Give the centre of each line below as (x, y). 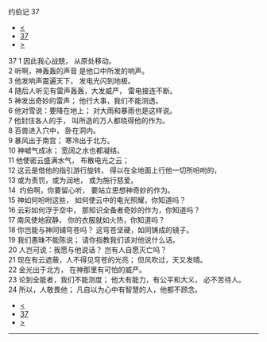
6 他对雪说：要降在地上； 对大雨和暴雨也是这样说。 (93, 111)
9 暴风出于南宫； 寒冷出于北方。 (61, 140)
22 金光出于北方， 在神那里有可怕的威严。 (77, 270)
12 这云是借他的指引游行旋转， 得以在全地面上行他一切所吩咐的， (115, 170)
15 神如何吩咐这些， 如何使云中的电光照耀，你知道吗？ (97, 200)
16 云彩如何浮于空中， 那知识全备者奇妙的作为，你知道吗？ (104, 210)
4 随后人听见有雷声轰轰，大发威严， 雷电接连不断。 (93, 91)
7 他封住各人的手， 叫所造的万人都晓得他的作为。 (89, 120)
